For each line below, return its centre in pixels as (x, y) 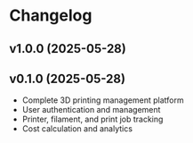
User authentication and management (91, 110)
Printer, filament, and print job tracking (92, 119)
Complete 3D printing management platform (103, 100)
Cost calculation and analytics (77, 129)
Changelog (51, 16)
